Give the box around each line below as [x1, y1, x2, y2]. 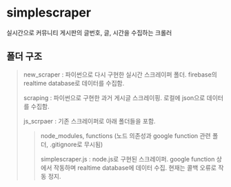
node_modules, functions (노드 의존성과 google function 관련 [40, 131, 211, 139]
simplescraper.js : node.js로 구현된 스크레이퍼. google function [40, 155, 215, 163]
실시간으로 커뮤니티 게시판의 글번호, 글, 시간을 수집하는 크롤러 [6, 28, 172, 37]
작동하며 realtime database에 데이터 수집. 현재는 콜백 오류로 [53, 164, 217, 172]
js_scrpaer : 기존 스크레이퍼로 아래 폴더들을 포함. [23, 117, 156, 125]
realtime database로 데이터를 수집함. [23, 79, 125, 87]
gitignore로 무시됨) [51, 140, 103, 148]
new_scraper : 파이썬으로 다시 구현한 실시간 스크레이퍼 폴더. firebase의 [23, 70, 218, 79]
